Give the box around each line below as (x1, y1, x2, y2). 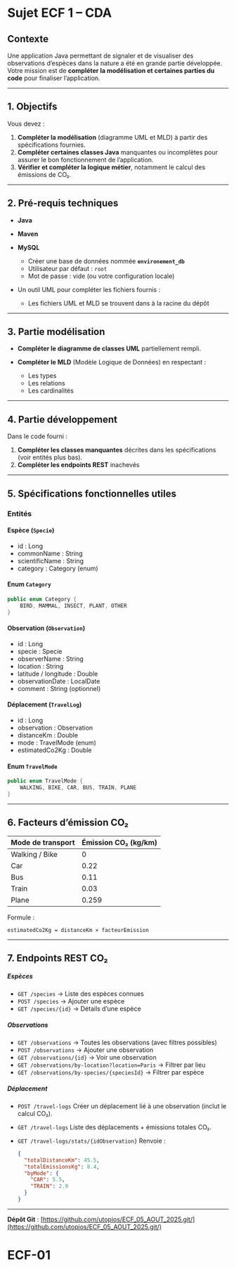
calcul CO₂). (17, 1109, 53, 1117)
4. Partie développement (7, 413, 118, 426)
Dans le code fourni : (7, 432, 68, 440)
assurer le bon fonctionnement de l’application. (17, 155, 154, 164)
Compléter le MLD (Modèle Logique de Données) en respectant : (17, 358, 206, 367)
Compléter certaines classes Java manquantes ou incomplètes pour (17, 147, 218, 156)
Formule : (7, 913, 35, 921)
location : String (17, 662, 64, 670)
